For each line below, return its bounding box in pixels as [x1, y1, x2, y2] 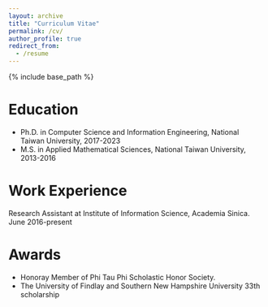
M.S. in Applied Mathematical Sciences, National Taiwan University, [19, 144, 246, 154]
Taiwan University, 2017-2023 [19, 136, 121, 145]
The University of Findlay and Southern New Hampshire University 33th [19, 281, 261, 291]
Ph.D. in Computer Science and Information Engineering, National [19, 127, 240, 136]
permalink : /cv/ [8, 27, 63, 35]
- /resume [15, 50, 49, 58]
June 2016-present [8, 217, 73, 227]
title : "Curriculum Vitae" [8, 19, 100, 28]
